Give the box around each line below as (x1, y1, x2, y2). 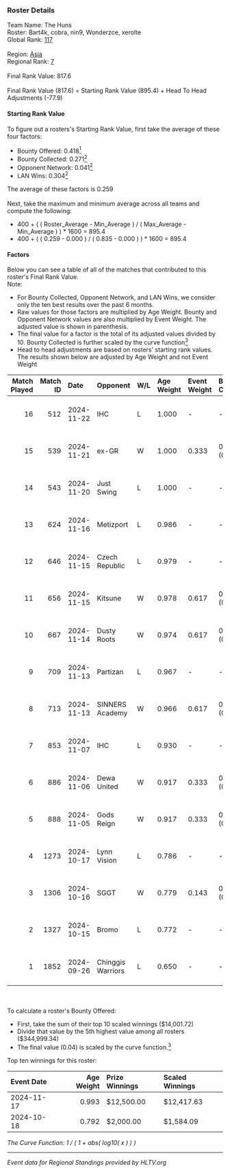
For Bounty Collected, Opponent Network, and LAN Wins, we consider (16, 293, 216, 301)
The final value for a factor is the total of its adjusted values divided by (16, 330, 216, 338)
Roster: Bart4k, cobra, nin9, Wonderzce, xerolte (7, 28, 142, 36)
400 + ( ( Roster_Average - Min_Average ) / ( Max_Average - (16, 220, 187, 228)
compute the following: (7, 207, 72, 215)
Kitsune (97, 593, 122, 603)
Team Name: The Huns (7, 21, 72, 29)
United (97, 782, 118, 791)
